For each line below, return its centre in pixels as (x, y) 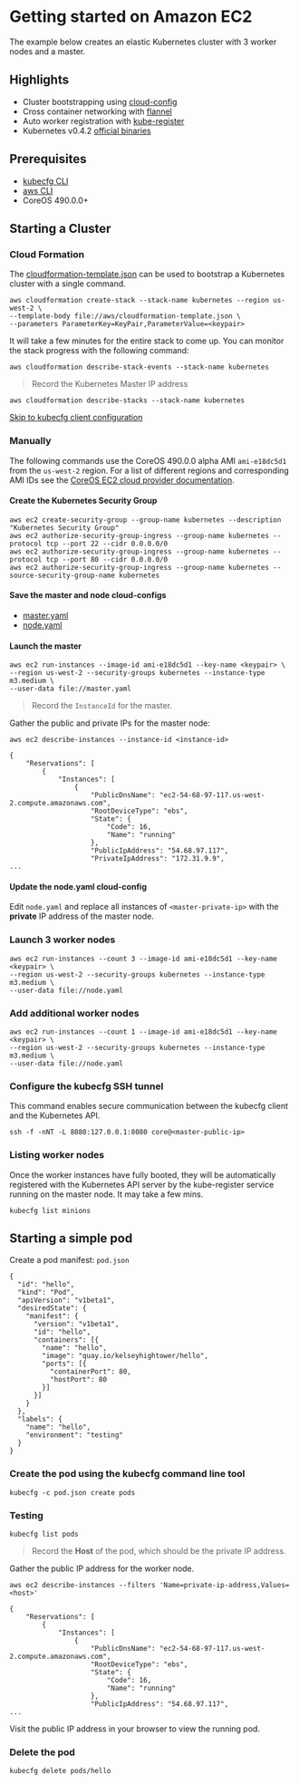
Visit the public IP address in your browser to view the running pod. (135, 1729)
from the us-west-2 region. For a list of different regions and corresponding (149, 470)
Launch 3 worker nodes (63, 940)
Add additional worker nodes (74, 1013)
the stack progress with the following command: (99, 351)
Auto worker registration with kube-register (103, 121)
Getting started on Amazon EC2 (131, 17)
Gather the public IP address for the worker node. (102, 1568)
